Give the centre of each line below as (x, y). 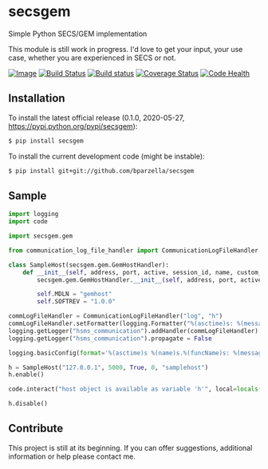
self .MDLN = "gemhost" (75, 295)
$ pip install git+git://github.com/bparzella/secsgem (101, 170)
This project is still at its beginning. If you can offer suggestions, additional (130, 447)
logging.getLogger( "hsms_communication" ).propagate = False (110, 339)
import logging (33, 214)
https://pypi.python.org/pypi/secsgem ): (73, 126)
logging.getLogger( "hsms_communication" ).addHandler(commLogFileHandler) (134, 331)
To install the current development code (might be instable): (106, 156)
